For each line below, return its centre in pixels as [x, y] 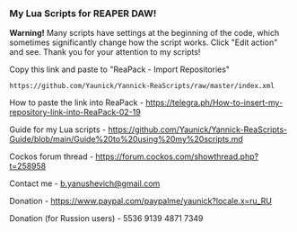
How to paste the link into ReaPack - [77, 103]
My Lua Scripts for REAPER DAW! [83, 13]
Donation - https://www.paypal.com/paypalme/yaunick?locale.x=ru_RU [140, 201]
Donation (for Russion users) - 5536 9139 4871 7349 [106, 219]
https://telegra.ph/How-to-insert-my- [214, 103]
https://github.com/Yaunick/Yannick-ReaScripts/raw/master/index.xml [142, 86]
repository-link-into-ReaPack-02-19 [75, 112]
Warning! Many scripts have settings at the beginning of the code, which [144, 33]
